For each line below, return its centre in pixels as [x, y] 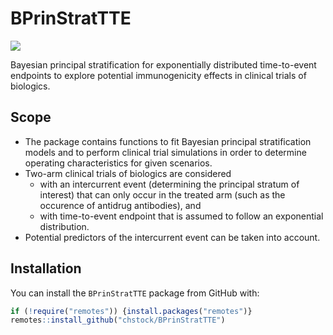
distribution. [64, 226]
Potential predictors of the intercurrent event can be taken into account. [172, 237]
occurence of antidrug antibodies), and [120, 205]
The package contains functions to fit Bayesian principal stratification [168, 141]
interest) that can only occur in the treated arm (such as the [162, 194]
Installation [46, 268]
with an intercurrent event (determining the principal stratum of [169, 184]
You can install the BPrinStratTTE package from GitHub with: [135, 293]
